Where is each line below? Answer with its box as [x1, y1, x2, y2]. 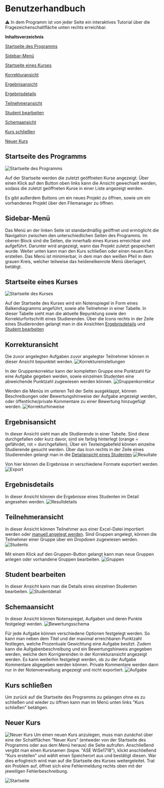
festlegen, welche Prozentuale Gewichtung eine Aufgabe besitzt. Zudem [5, 641, 151, 647]
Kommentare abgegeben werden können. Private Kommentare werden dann [5, 662, 159, 668]
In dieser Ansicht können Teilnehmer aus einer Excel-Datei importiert [5, 526, 144, 532]
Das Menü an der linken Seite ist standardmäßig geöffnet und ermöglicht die [5, 227, 159, 233]
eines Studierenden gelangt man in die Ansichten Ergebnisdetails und [5, 321, 145, 327]
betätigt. [5, 263, 22, 269]
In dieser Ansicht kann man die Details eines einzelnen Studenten [5, 583, 137, 589]
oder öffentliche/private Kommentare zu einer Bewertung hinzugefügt [5, 399, 146, 405]
